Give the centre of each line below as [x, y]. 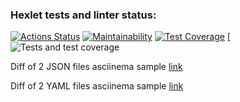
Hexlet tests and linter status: [83, 15]
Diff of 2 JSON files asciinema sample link [96, 67]
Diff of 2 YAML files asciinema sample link [97, 86]
